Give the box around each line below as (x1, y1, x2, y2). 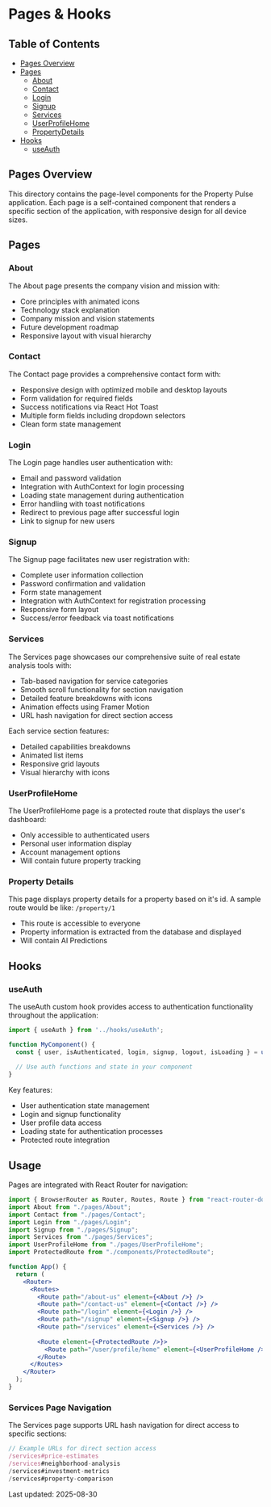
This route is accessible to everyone (19, 918, 141, 929)
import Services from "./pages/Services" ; (8, 1233, 153, 1241)
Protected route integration (19, 1135, 110, 1145)
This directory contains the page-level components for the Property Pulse (8, 189, 254, 199)
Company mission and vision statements (19, 313, 155, 323)
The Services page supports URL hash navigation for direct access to (8, 1421, 240, 1430)
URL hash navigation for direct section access (19, 710, 173, 720)
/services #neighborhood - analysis (8, 1459, 121, 1467)
